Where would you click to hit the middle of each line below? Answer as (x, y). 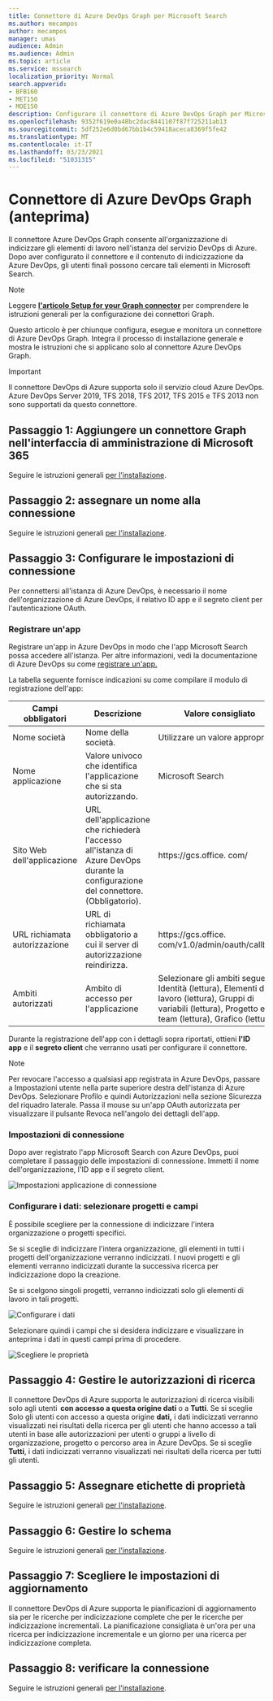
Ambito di (103, 988)
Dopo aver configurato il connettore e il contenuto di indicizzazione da (126, 257)
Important (25, 371)
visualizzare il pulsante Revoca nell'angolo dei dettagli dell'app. (114, 1113)
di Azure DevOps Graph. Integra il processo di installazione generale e (126, 339)
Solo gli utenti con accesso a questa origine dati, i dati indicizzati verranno (133, 1417)
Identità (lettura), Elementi (208, 988)
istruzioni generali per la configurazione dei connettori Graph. (112, 315)
